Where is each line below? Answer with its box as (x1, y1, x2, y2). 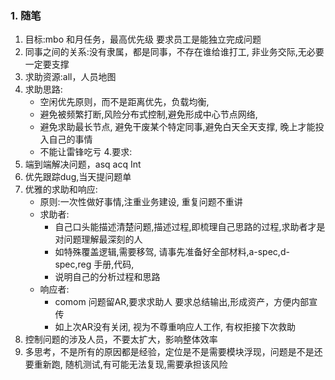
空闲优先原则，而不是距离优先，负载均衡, (39, 96, 210, 108)
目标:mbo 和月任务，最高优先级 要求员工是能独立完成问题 (24, 33, 262, 46)
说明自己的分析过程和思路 (54, 271, 161, 283)
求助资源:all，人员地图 (24, 71, 117, 83)
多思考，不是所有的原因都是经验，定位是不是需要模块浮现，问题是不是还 (24, 346, 323, 358)
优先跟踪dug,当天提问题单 (24, 171, 132, 183)
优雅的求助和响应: (24, 183, 98, 196)
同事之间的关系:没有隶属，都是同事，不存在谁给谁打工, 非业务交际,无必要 (24, 46, 325, 58)
